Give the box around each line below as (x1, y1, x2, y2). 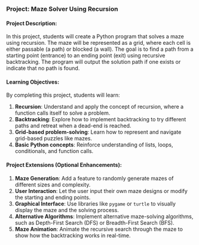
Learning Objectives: (6, 78, 60, 85)
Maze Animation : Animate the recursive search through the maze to (14, 225, 183, 232)
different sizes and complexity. (14, 181, 91, 188)
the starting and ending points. (14, 194, 91, 201)
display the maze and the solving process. (14, 206, 120, 213)
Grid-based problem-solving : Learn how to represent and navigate (14, 128, 182, 136)
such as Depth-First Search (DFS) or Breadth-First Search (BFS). (14, 219, 174, 226)
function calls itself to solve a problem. (14, 109, 111, 117)
